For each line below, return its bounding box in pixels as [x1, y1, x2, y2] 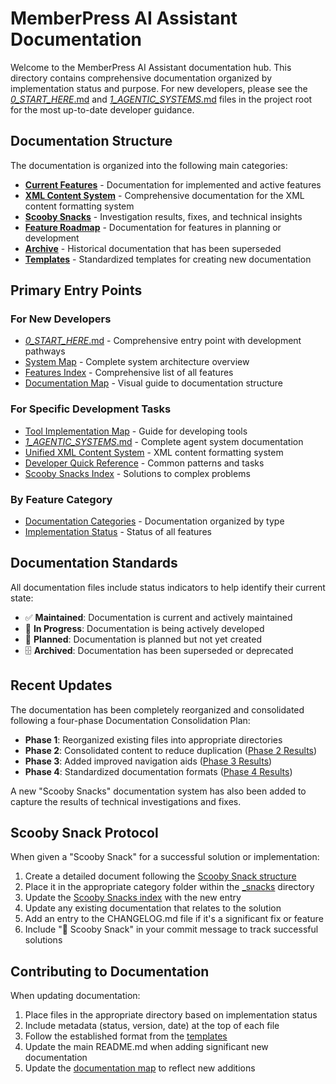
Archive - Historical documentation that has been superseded [24, 242, 282, 254]
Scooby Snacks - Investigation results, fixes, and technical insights [24, 210, 303, 222]
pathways [24, 345, 66, 357]
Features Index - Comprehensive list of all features [24, 367, 234, 379]
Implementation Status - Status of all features [24, 526, 212, 538]
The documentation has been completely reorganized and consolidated [10, 703, 305, 716]
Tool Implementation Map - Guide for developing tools [24, 425, 248, 437]
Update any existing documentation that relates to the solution [24, 902, 282, 914]
